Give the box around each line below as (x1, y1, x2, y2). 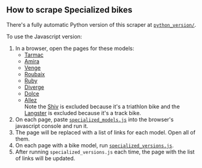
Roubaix (24, 70, 45, 78)
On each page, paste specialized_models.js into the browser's (15, 116, 174, 123)
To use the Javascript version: (6, 33, 82, 40)
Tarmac (24, 51, 44, 58)
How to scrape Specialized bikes (6, 5, 133, 15)
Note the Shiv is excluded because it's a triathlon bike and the (24, 103, 180, 110)
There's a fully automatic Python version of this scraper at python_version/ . (6, 21, 197, 28)
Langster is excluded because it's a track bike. (24, 109, 142, 116)
